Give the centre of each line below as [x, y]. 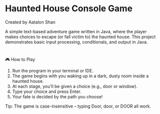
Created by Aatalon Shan [30, 22]
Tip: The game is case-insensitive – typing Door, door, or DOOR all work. [78, 106]
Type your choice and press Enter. [47, 91]
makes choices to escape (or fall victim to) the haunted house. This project [80, 37]
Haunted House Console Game [69, 9]
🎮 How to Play [20, 60]
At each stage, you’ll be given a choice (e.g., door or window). [75, 87]
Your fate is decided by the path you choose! [57, 97]
